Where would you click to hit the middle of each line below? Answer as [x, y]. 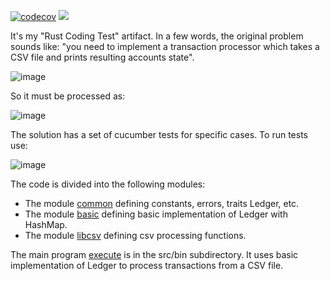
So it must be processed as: [68, 96]
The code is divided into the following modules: [108, 184]
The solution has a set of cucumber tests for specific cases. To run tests [159, 134]
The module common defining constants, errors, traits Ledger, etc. [162, 203]
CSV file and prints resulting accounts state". [102, 57]
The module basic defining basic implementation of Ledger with [156, 214]
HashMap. [46, 224]
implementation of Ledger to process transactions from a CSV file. [147, 265]
